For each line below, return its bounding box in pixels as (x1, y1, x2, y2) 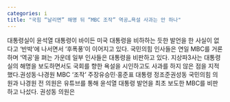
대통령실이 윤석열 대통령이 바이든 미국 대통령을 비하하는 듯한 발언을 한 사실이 (7, 36, 213, 44)
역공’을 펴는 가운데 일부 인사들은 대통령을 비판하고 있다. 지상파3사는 (21, 53, 203, 62)
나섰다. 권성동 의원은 (19, 87, 76, 96)
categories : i (7, 10, 48, 17)
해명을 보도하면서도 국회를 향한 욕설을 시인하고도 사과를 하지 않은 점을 (19, 62, 207, 70)
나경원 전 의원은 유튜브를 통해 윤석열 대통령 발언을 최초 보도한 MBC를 (19, 79, 206, 87)
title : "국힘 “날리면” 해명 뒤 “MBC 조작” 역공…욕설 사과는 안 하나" (7, 16, 181, 23)
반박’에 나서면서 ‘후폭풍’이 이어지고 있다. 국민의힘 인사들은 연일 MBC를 (21, 44, 211, 53)
